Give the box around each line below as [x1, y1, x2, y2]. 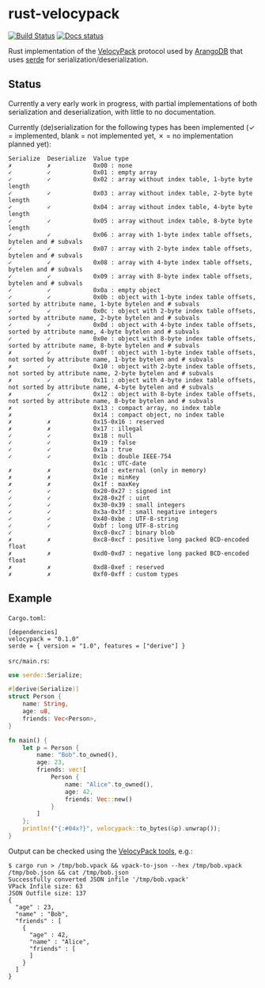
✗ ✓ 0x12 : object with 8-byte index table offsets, [8, 389, 257, 398]
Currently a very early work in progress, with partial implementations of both [8, 98, 258, 108]
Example [8, 591, 52, 606]
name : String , [22, 700, 69, 709]
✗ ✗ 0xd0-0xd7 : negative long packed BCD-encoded [8, 549, 249, 557]
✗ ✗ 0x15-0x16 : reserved [8, 417, 165, 426]
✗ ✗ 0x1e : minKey [8, 473, 140, 481]
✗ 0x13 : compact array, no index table [8, 404, 221, 412]
